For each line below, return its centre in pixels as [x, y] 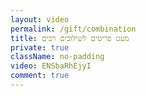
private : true [40, 47]
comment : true [40, 76]
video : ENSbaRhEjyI [51, 66]
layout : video [40, 19]
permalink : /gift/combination [73, 29]
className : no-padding [57, 57]
